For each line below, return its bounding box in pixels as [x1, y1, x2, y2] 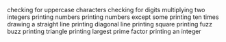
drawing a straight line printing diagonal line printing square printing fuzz [7, 20, 212, 28]
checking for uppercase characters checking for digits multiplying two [7, 6, 205, 14]
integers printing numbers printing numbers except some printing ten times [7, 13, 219, 21]
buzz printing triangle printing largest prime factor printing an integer [7, 27, 201, 35]
